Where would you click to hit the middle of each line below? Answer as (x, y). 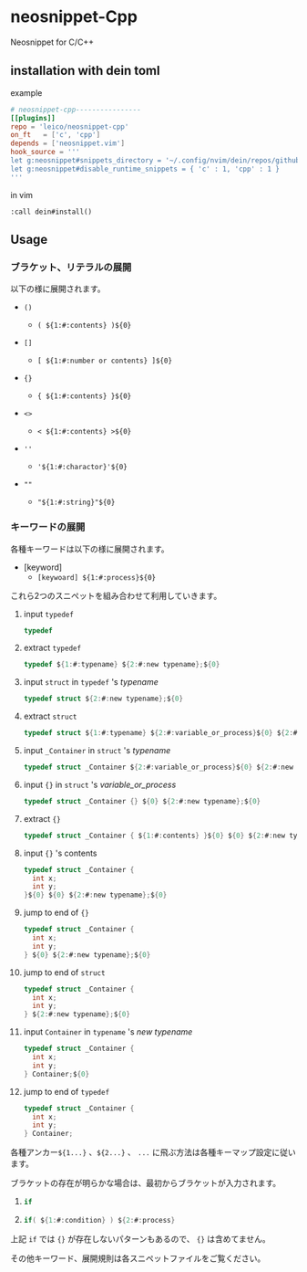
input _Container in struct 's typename (97, 751)
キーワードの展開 (48, 527)
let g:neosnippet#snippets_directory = (86, 161)
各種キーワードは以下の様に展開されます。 (90, 549)
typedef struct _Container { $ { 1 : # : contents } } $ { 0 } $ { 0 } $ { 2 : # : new (154, 836)
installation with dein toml (85, 71)
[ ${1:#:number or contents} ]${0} (104, 361)
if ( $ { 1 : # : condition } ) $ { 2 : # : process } (99, 1221)
